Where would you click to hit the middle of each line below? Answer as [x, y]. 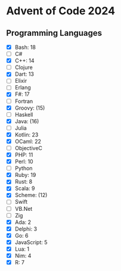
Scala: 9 [25, 188]
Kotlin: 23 [27, 135]
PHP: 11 [24, 155]
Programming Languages [54, 33]
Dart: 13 [24, 74]
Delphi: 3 [26, 229]
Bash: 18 [25, 47]
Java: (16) [27, 121]
